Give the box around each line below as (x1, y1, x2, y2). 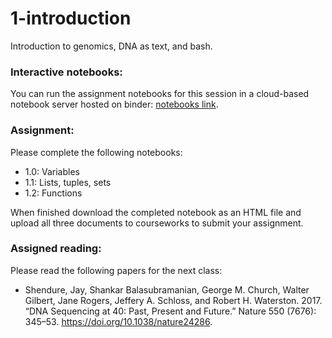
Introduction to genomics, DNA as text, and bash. (10, 40, 213, 52)
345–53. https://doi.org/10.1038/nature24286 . (24, 315, 213, 327)
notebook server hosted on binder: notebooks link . (10, 98, 219, 111)
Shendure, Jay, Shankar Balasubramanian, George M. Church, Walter (24, 283, 310, 296)
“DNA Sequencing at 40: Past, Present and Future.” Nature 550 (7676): (24, 305, 317, 317)
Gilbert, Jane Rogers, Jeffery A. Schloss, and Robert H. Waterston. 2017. (24, 294, 323, 306)
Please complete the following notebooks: (10, 146, 183, 158)
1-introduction (10, 7, 132, 30)
